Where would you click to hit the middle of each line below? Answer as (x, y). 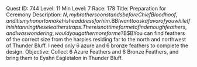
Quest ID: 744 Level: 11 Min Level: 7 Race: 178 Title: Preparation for (86, 8)
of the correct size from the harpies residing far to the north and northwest (96, 39)
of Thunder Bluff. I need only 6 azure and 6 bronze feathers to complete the (97, 45)
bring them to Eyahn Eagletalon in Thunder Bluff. (64, 58)
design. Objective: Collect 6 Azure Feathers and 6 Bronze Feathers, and (92, 52)
